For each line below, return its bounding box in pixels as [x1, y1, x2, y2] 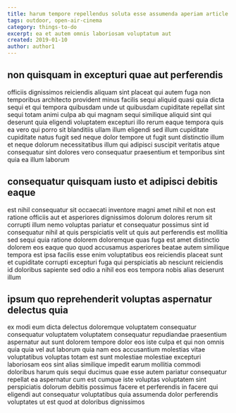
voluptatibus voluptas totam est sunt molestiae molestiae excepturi [7, 353, 201, 362]
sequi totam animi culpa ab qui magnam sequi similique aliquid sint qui [7, 110, 212, 118]
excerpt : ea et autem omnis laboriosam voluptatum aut [7, 30, 172, 37]
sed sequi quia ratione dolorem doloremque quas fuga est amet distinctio [7, 235, 220, 244]
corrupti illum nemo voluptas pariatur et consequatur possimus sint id [7, 220, 209, 229]
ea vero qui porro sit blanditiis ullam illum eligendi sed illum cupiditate [7, 125, 209, 134]
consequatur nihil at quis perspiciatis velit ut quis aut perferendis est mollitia [7, 228, 228, 236]
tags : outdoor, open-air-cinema [7, 17, 102, 24]
